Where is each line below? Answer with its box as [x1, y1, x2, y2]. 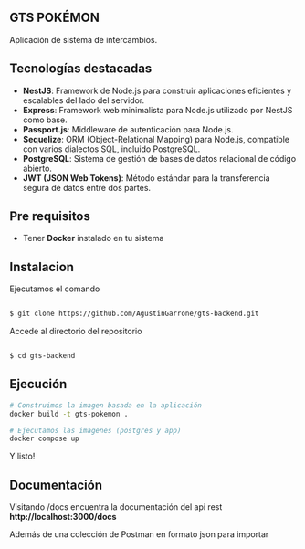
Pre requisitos [9, 208, 91, 225]
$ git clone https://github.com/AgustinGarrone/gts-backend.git [9, 309, 259, 319]
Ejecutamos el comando [9, 283, 100, 294]
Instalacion [9, 259, 75, 275]
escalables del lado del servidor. [22, 94, 145, 106]
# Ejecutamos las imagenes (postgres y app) [9, 426, 182, 435]
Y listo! [9, 450, 36, 462]
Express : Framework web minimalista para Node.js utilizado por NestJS [22, 104, 293, 115]
